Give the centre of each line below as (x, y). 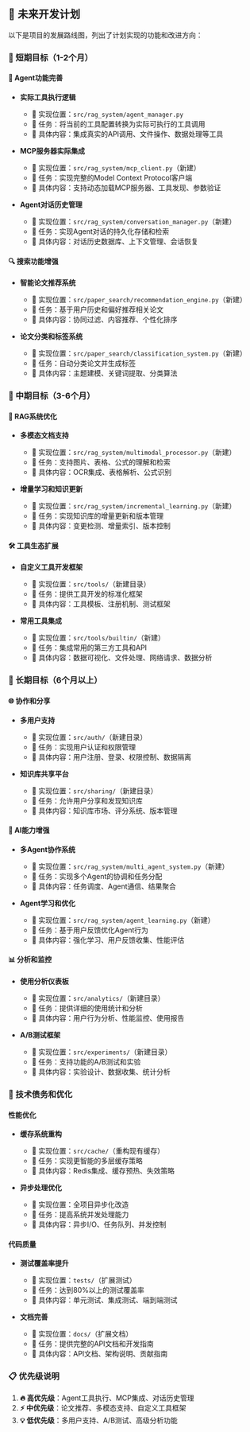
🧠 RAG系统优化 (33, 416)
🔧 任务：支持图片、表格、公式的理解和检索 (101, 462)
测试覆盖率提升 (44, 1263)
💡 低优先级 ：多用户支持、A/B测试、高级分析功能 (99, 1420)
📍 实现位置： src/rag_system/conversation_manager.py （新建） (134, 221)
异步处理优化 (40, 1188)
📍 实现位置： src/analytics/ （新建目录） (98, 998)
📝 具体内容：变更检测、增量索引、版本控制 (101, 526)
